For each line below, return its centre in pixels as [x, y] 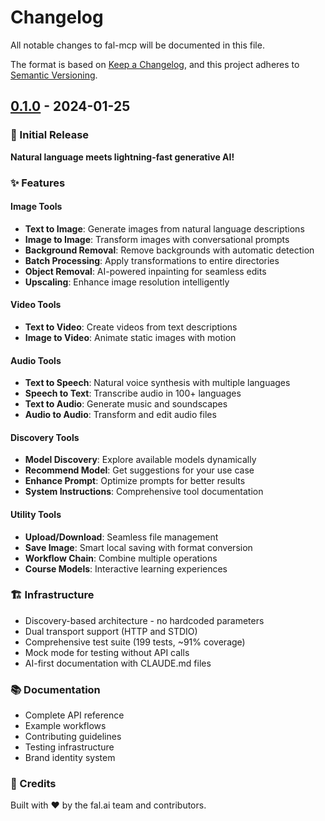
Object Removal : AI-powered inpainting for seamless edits [145, 271]
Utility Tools [36, 514]
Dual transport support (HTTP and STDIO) [111, 631]
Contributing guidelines [73, 737]
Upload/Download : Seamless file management [121, 537]
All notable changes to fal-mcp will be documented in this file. [137, 45]
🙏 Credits [33, 784]
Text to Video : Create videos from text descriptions [131, 327]
